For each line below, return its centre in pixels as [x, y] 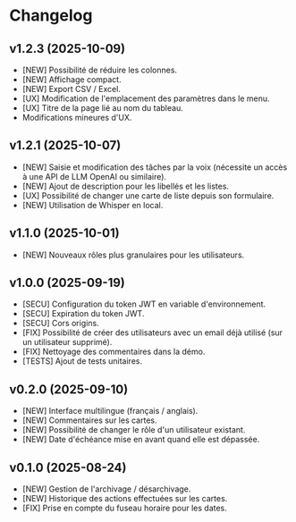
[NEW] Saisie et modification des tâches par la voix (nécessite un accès [155, 167]
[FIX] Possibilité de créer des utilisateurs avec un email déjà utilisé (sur [152, 333]
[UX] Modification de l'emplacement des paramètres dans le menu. [146, 98]
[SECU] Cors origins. [61, 324]
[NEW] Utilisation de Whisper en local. [93, 205]
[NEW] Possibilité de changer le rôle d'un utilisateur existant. [134, 430]
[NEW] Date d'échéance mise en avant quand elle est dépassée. [141, 440]
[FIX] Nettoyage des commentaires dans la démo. [114, 352]
